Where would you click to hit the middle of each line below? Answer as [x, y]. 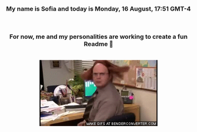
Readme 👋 [98, 44]
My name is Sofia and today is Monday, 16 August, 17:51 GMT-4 [98, 9]
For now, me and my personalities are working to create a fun [98, 37]
